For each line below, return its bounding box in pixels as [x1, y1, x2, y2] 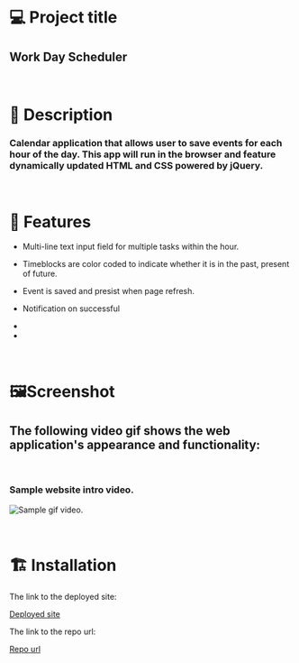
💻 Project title [9, 7, 118, 28]
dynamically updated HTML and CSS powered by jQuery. [9, 160, 264, 172]
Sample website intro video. [9, 483, 134, 496]
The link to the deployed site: [9, 591, 117, 602]
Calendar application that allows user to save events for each [9, 137, 283, 150]
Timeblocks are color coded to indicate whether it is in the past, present [22, 259, 290, 270]
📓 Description [9, 105, 113, 125]
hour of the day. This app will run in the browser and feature [9, 148, 276, 161]
